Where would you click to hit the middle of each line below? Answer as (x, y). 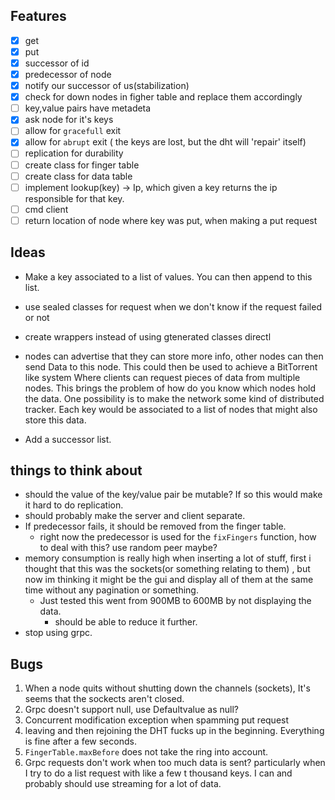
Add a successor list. (68, 439)
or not (37, 317)
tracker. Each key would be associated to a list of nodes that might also (171, 409)
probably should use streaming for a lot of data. (123, 784)
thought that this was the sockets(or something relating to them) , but (167, 569)
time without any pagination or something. (111, 590)
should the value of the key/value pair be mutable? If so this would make (173, 495)
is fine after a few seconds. (80, 741)
